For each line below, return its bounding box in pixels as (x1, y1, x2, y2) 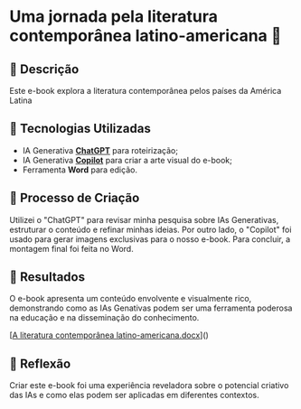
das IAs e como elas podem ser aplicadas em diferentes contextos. (9, 390, 259, 401)
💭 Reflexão (9, 356, 71, 371)
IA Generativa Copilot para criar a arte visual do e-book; (22, 154, 233, 165)
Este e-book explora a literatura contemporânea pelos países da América (9, 86, 282, 96)
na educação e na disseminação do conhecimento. (9, 312, 200, 323)
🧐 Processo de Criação (9, 191, 140, 206)
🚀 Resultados (9, 269, 86, 285)
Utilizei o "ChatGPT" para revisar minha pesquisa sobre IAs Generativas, (9, 214, 279, 225)
